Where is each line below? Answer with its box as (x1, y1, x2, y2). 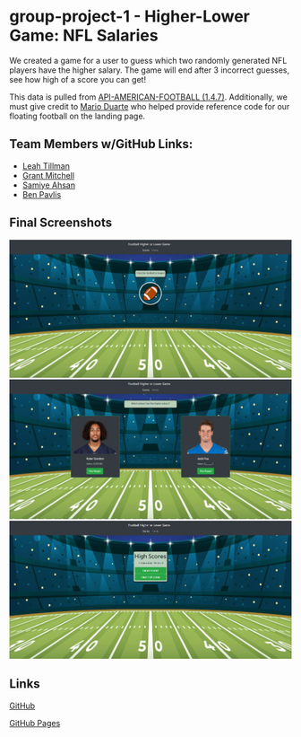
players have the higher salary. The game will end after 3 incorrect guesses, (9, 65, 290, 75)
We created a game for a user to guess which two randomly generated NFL (9, 55, 288, 66)
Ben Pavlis (21, 189, 62, 199)
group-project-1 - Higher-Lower (9, 6, 251, 27)
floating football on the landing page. (9, 110, 146, 121)
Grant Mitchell (21, 170, 74, 180)
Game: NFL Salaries (9, 25, 159, 46)
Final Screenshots (9, 215, 113, 231)
